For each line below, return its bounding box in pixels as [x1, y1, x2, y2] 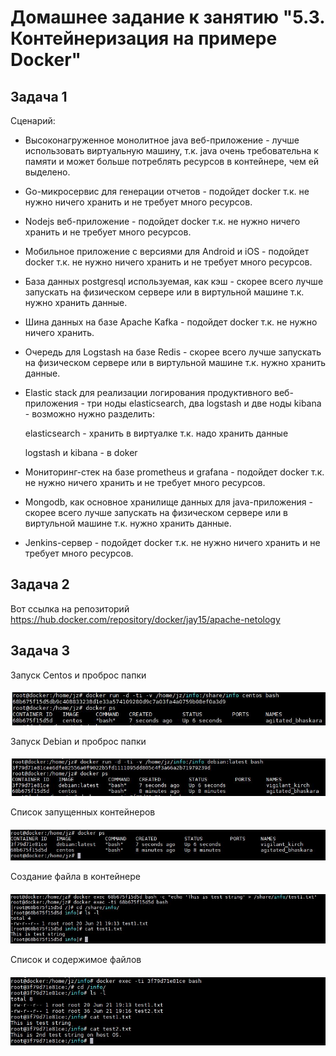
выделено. [24, 166, 71, 178]
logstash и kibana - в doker [24, 447, 138, 458]
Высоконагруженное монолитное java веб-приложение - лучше [24, 134, 300, 146]
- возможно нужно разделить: [24, 408, 155, 420]
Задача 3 [10, 642, 71, 660]
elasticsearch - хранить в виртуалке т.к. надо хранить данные [24, 427, 289, 439]
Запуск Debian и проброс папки [10, 735, 147, 747]
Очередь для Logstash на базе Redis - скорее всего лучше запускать [24, 346, 322, 358]
